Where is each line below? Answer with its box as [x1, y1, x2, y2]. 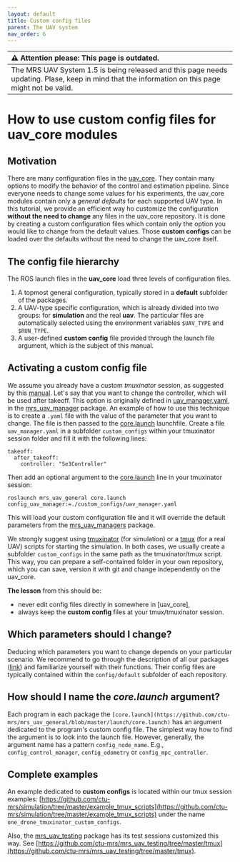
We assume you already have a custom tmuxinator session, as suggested [7, 381, 224, 389]
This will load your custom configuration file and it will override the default [7, 513, 226, 521]
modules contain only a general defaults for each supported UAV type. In [7, 197, 223, 206]
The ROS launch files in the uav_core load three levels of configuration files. [7, 274, 231, 283]
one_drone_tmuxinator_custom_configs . [7, 818, 121, 826]
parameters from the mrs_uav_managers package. [7, 521, 156, 529]
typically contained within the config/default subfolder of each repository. [7, 670, 228, 678]
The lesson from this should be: [7, 586, 102, 595]
